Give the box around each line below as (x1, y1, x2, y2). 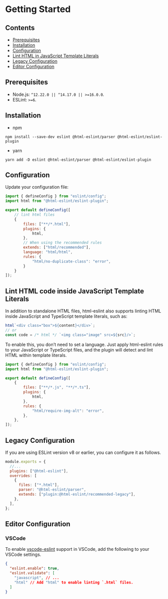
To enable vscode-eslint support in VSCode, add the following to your (5, 546, 149, 552)
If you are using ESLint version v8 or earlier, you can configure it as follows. (5, 449, 161, 455)
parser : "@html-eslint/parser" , (18, 487, 86, 493)
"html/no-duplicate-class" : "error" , (32, 259, 111, 264)
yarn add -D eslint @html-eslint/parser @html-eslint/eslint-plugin (5, 157, 151, 162)
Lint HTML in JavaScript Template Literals (12, 53, 99, 59)
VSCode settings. (5, 551, 42, 558)
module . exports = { (5, 459, 46, 464)
